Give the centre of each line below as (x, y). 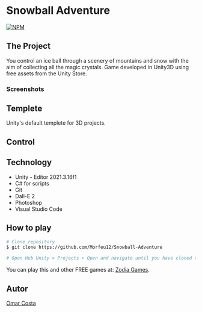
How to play (29, 228)
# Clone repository (31, 242)
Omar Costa (21, 303)
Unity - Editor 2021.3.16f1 (46, 177)
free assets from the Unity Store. (47, 73)
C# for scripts (32, 183)
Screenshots (25, 89)
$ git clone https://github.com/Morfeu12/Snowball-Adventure (84, 248)
